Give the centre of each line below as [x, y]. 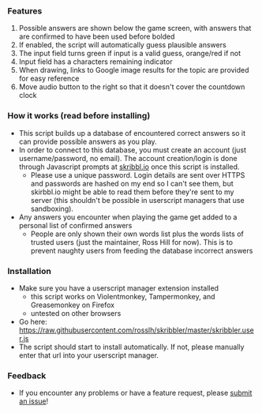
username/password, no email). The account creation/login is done [128, 158]
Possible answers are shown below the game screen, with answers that [135, 28]
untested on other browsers [76, 313]
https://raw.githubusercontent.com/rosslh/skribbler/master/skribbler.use [136, 330]
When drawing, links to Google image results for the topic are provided [134, 70]
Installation [30, 271]
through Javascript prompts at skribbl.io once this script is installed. [129, 167]
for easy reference [49, 79]
